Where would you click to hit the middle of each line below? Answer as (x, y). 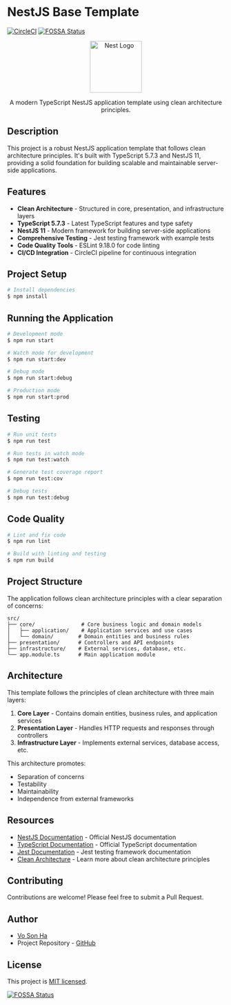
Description (33, 132)
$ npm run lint (29, 542)
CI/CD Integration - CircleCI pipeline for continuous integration (107, 252)
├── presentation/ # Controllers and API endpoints (91, 642)
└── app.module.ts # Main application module (81, 654)
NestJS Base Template (73, 12)
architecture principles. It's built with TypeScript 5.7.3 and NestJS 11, (104, 155)
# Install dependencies (41, 290)
